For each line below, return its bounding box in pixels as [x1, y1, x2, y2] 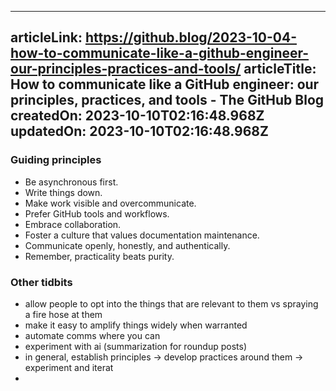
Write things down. [24, 186, 103, 198]
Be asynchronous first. [24, 176, 119, 188]
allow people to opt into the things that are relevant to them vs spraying [24, 297, 319, 310]
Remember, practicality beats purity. [24, 250, 175, 262]
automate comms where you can [24, 329, 161, 341]
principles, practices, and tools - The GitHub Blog [10, 92, 325, 109]
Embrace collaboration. [24, 218, 122, 230]
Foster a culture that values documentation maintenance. [24, 229, 260, 241]
